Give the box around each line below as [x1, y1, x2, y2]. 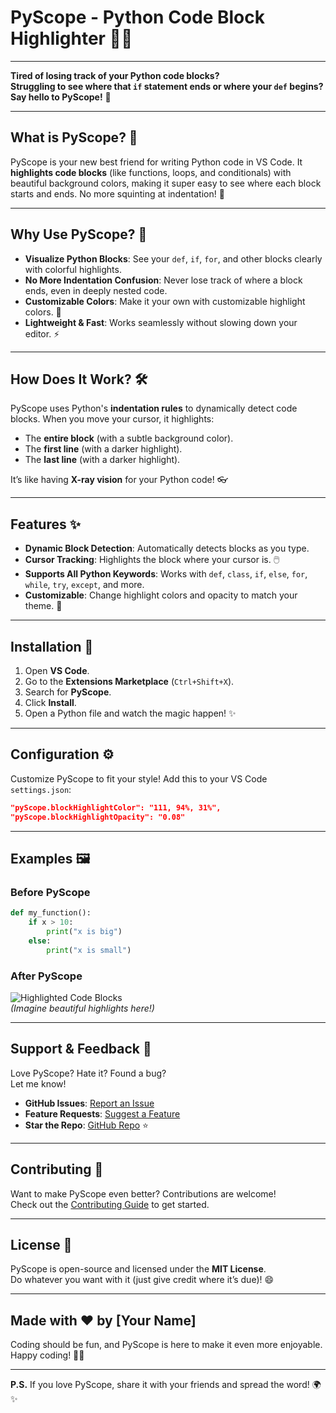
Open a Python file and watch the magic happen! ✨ [24, 707, 237, 719]
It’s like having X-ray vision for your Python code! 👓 [10, 474, 228, 486]
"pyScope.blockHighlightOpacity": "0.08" [10, 812, 186, 822]
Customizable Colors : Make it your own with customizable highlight [24, 295, 306, 307]
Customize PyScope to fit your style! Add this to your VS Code [10, 772, 268, 785]
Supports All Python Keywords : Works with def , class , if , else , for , [24, 568, 308, 580]
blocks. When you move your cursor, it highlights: [10, 413, 215, 425]
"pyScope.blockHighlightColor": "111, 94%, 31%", [10, 802, 222, 813]
